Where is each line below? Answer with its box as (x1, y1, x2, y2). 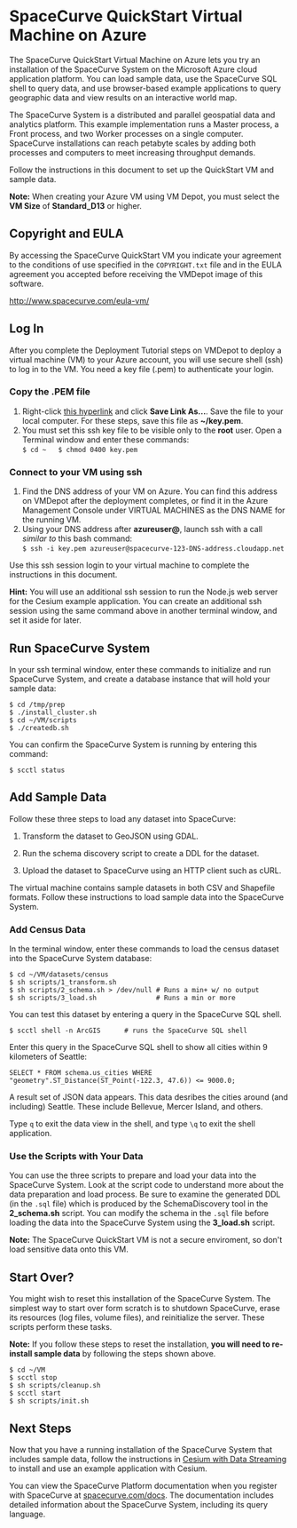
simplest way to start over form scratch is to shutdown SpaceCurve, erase (9, 1303, 281, 1314)
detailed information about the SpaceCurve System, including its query (9, 1500, 269, 1509)
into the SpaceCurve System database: (9, 953, 152, 964)
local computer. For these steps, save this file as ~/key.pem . (21, 415, 244, 426)
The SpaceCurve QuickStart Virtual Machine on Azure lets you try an (9, 54, 261, 65)
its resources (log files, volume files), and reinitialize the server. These (9, 1312, 265, 1323)
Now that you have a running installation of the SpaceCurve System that (9, 1444, 273, 1454)
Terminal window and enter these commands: (21, 434, 190, 445)
